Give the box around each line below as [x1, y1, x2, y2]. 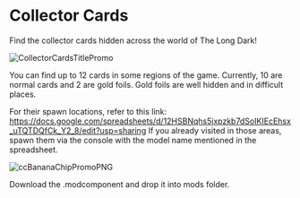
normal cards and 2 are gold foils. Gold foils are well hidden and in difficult [9, 79, 284, 90]
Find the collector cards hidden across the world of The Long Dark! [9, 35, 258, 46]
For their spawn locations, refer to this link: [9, 106, 167, 116]
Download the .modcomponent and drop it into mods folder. [9, 178, 230, 189]
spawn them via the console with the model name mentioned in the [9, 134, 257, 145]
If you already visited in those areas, [148, 125, 282, 135]
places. [9, 89, 37, 99]
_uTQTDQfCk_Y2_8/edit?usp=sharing [9, 125, 147, 135]
